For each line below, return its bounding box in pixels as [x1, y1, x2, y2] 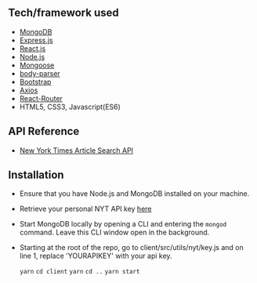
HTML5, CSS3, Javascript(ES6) [19, 102, 121, 111]
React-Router [19, 93, 63, 103]
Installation [8, 169, 64, 182]
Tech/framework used [8, 6, 119, 20]
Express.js [19, 35, 53, 45]
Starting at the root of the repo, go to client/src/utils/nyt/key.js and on [19, 243, 244, 252]
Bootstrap [19, 77, 52, 86]
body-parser [19, 68, 60, 78]
